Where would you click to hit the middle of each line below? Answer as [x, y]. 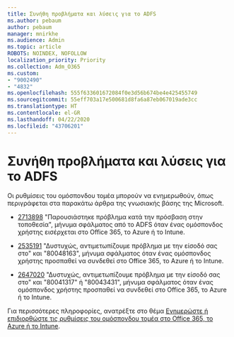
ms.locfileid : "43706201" [45, 126]
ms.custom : [23, 73]
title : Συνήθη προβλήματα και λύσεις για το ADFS [82, 14]
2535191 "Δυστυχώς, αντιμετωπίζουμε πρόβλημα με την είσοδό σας [117, 246]
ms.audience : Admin [36, 40]
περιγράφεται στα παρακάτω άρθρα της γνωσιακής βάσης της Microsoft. [116, 204]
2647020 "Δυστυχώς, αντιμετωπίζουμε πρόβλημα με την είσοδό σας [119, 275]
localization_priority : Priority [57, 60]
